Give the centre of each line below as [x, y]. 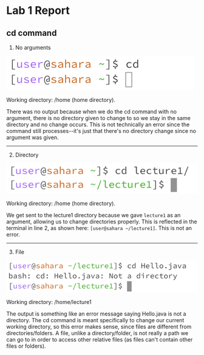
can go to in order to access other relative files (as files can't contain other [100, 340]
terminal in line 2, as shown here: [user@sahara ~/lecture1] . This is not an [99, 228]
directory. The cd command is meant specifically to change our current [95, 320]
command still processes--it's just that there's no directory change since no [101, 131]
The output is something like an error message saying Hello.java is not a [96, 314]
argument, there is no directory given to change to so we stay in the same [99, 118]
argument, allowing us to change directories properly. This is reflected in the [102, 221]
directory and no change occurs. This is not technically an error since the [98, 124]
